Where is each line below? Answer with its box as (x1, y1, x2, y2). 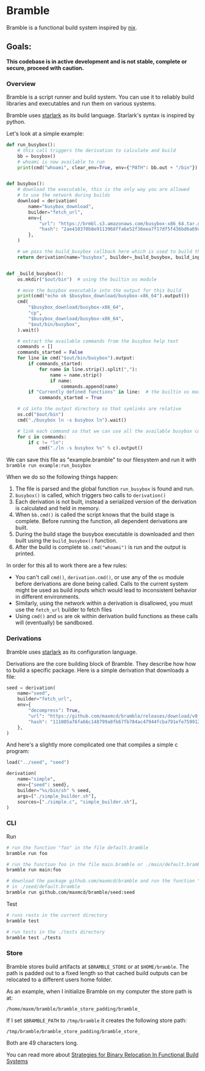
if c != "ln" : (28, 439, 64, 445)
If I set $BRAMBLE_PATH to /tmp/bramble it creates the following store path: (6, 1017, 187, 1024)
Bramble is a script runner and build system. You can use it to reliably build (6, 93, 194, 101)
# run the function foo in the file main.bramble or (6, 861, 143, 867)
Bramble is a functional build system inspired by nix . (6, 24, 137, 31)
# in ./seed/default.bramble (6, 884, 81, 890)
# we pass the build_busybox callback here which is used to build (17, 248, 192, 255)
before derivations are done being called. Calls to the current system (15, 580, 188, 588)
